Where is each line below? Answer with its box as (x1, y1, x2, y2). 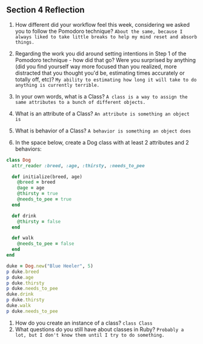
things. (15, 39, 35, 45)
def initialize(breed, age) (12, 173, 83, 180)
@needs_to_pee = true (17, 196, 72, 202)
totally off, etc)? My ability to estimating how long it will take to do (15, 75, 197, 83)
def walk (12, 235, 34, 241)
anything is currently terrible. (15, 82, 100, 88)
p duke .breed (6, 269, 39, 275)
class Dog (6, 157, 32, 163)
